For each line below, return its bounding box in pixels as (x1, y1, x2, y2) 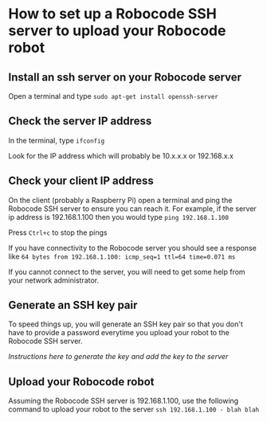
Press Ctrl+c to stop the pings (8, 228, 108, 237)
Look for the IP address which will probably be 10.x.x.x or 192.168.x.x (8, 150, 234, 160)
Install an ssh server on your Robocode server (8, 70, 241, 84)
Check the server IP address (8, 115, 152, 128)
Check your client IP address (8, 174, 154, 188)
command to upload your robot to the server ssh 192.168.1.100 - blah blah (8, 404, 260, 414)
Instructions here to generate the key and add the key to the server (8, 352, 229, 361)
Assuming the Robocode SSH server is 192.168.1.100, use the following (8, 396, 239, 406)
